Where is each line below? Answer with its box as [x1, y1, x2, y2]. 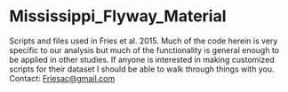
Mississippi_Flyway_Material [9, 6, 227, 27]
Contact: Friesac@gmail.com [9, 73, 116, 83]
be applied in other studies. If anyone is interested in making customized [9, 54, 275, 65]
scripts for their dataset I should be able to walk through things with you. [9, 64, 275, 74]
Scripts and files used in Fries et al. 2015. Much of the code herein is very [9, 35, 278, 46]
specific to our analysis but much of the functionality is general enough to [9, 44, 280, 55]
